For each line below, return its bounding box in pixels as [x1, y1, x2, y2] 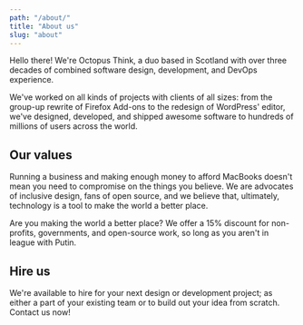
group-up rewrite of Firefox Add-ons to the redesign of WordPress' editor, [9, 102, 286, 113]
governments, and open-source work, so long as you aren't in [37, 228, 269, 239]
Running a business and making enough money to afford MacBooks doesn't [9, 172, 293, 182]
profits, [9, 228, 36, 239]
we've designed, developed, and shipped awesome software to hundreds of [9, 111, 294, 123]
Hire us [9, 263, 51, 279]
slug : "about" [9, 30, 64, 39]
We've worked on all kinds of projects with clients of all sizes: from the [9, 92, 273, 103]
